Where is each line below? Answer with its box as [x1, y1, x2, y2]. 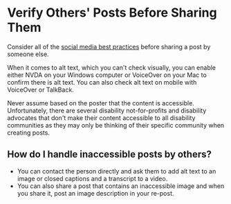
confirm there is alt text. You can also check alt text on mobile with [7, 78, 197, 86]
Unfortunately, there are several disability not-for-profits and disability [7, 106, 207, 114]
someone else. [7, 50, 50, 58]
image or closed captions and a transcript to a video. [17, 174, 168, 182]
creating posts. [7, 128, 50, 137]
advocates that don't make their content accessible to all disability [7, 113, 196, 122]
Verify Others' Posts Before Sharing [7, 5, 217, 21]
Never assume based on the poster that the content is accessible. [7, 99, 195, 107]
